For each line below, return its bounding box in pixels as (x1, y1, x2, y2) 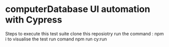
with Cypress (5, 14, 62, 25)
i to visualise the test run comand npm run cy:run (5, 36, 107, 42)
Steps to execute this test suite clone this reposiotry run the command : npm (5, 30, 164, 36)
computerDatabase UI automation (5, 3, 150, 15)
